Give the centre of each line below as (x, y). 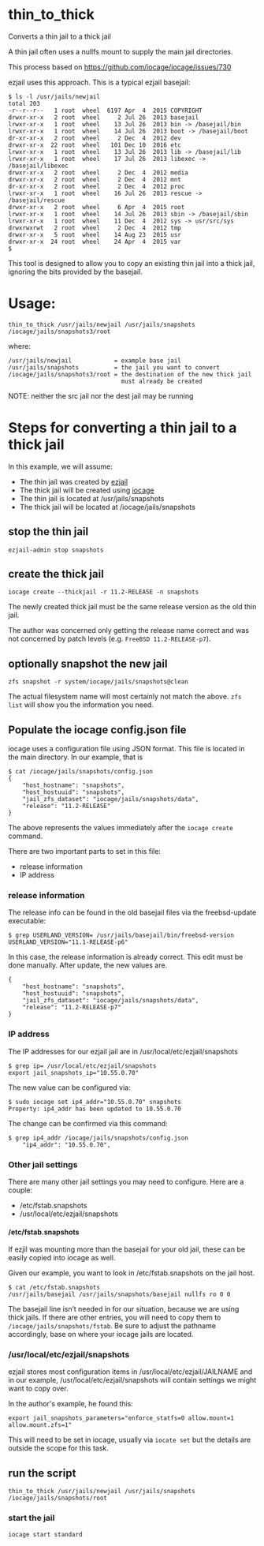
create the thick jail (56, 574)
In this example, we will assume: (60, 466)
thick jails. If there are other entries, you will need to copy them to (115, 1318)
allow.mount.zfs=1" (40, 1425)
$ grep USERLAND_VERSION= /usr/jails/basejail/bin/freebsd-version (121, 936)
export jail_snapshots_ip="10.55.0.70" (74, 1072)
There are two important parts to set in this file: (85, 852)
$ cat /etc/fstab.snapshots (54, 1288)
